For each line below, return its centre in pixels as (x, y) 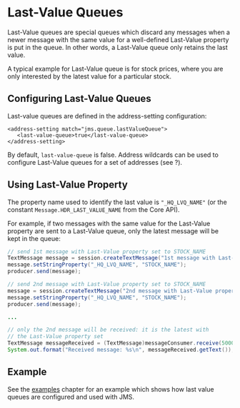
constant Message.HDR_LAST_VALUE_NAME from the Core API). (94, 209)
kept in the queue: (34, 238)
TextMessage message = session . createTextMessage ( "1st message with (111, 258)
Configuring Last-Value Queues (79, 99)
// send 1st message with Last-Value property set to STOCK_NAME (106, 251)
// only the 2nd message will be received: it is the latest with (108, 330)
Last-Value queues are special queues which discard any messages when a (119, 32)
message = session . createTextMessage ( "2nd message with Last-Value (110, 291)
